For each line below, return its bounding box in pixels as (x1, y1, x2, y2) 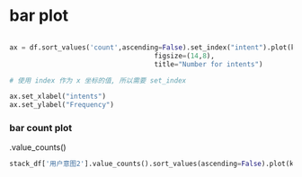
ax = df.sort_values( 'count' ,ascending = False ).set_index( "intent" (9, 42, 263, 52)
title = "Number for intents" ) (154, 59, 263, 68)
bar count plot (9, 122, 73, 135)
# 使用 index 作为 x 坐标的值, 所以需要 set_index (9, 75, 187, 85)
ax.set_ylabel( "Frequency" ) (9, 101, 115, 110)
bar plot (9, 5, 69, 26)
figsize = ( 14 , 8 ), (154, 51, 216, 60)
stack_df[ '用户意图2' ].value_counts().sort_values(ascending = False (9, 159, 262, 169)
